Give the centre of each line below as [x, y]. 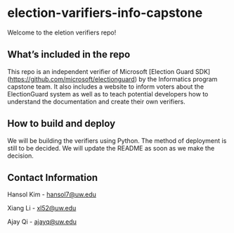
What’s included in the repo [69, 55]
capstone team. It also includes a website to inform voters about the [106, 87]
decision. [20, 156]
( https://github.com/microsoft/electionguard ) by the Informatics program [112, 79]
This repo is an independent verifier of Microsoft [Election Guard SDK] [109, 71]
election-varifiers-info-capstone [105, 13]
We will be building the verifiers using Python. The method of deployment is [117, 140]
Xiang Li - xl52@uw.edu [42, 208]
